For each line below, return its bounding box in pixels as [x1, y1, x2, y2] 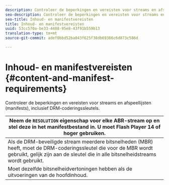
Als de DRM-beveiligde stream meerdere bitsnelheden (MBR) [8, 138, 153, 145]
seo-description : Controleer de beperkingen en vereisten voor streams [5, 12, 158, 17]
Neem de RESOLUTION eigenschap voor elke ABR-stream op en [9, 117, 160, 124]
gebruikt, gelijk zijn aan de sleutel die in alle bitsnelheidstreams [8, 151, 156, 158]
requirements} [5, 83, 67, 95]
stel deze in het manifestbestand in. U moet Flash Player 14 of [8, 123, 161, 130]
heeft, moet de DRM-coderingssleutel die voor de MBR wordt [8, 144, 153, 151]
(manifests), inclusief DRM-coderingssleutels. [5, 105, 100, 111]
